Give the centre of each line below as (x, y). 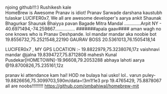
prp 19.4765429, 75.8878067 (132, 81)
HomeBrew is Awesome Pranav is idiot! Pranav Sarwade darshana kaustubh (84, 13)
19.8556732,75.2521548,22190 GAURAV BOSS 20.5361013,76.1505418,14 (80, 39)
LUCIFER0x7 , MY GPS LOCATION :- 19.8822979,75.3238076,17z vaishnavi (82, 49)
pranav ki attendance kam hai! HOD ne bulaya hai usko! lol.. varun (73, 75)
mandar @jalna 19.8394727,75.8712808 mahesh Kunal (61, 55)
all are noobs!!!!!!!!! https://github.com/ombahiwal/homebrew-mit (72, 86)
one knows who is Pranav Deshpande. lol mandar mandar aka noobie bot (81, 34)
